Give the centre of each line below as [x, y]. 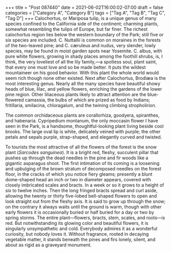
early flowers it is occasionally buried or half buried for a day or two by [80, 212]
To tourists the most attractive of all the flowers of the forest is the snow [81, 147]
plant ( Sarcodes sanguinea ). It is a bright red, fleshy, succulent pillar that [82, 152]
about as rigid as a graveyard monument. [48, 245]
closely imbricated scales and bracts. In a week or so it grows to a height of [85, 185]
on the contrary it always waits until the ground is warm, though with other [83, 207]
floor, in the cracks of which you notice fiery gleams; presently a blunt [79, 174]
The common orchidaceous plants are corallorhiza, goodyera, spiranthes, [82, 115]
